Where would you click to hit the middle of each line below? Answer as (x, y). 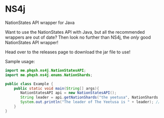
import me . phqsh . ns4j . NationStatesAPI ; (46, 70)
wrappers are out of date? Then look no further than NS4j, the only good (78, 37)
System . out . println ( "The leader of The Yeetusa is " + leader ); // (90, 102)
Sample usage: (20, 61)
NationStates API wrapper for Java (40, 23)
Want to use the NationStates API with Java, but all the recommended (75, 32)
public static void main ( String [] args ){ (56, 88)
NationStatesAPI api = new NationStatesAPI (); (69, 93)
